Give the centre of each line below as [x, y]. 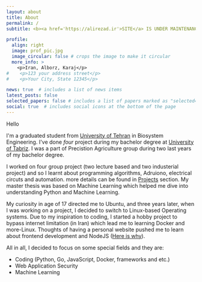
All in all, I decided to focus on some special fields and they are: [85, 248]
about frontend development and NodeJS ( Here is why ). [76, 236]
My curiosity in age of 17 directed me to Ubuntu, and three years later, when [100, 203]
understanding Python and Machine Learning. [63, 192]
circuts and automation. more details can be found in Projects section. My [98, 179]
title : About [23, 18]
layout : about [24, 12]
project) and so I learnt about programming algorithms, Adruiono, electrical [99, 173]
